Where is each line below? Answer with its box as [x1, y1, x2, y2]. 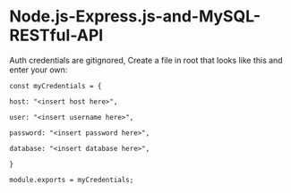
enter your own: [9, 64, 68, 75]
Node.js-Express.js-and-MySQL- [9, 6, 261, 27]
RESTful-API [9, 25, 104, 46]
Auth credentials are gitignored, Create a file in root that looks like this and [9, 55, 284, 65]
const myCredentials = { [9, 81, 102, 90]
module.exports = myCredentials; [9, 175, 134, 184]
